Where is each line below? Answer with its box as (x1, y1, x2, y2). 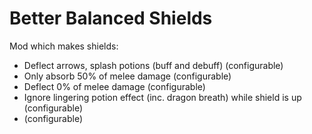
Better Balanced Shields (9, 7, 213, 30)
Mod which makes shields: (9, 40, 119, 52)
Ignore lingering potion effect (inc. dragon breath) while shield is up (23, 91, 302, 103)
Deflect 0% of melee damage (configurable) (23, 80, 206, 92)
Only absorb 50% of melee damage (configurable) (23, 70, 232, 82)
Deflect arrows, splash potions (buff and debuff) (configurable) (23, 59, 284, 71)
